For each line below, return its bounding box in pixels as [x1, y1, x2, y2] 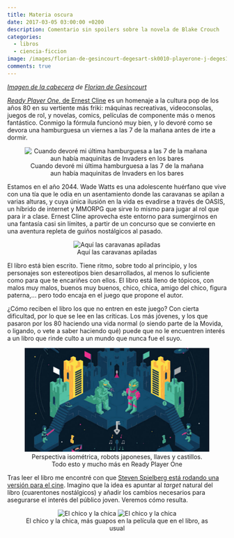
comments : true [7, 63, 52, 70]
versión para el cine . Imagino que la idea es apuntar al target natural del [7, 481, 214, 489]
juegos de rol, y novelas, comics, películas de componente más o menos [7, 111, 216, 119]
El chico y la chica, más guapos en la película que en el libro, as [25, 516, 209, 525]
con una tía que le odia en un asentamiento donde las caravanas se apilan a [7, 190, 225, 198]
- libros [13, 40, 39, 48]
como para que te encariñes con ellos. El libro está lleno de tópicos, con [7, 276, 214, 284]
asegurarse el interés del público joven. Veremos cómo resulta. [7, 495, 188, 504]
